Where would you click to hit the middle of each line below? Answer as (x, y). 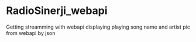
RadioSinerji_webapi (57, 11)
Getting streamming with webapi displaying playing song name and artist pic (98, 27)
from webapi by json (31, 33)
